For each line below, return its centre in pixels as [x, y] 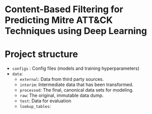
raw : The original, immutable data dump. [62, 96]
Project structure [41, 54]
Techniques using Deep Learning [76, 31]
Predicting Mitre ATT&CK [59, 20]
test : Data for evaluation [45, 101]
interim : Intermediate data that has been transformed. [77, 84]
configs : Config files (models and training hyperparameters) [76, 68]
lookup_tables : [35, 106]
